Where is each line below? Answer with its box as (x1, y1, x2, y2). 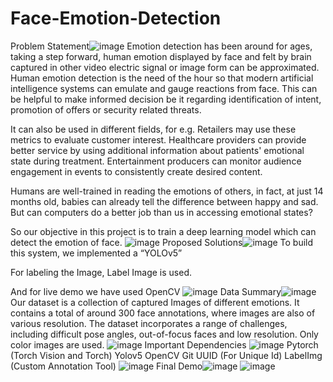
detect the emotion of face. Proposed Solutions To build (10, 236, 314, 248)
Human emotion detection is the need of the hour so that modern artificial (10, 72, 314, 84)
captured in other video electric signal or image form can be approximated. (10, 61, 320, 73)
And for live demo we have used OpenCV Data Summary (10, 285, 282, 297)
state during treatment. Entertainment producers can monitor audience (10, 155, 302, 167)
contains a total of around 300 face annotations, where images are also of (10, 307, 316, 319)
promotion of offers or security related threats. (10, 103, 202, 116)
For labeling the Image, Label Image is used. (10, 266, 193, 278)
